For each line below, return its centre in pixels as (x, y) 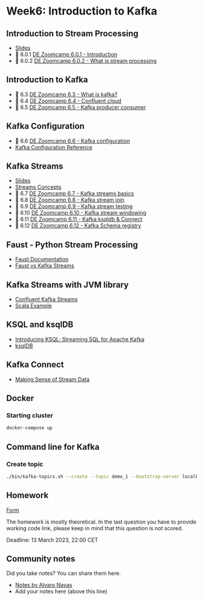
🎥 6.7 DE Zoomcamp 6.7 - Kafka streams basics (74, 193)
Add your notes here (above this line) (61, 591)
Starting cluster (30, 415)
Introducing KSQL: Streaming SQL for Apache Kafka (80, 339)
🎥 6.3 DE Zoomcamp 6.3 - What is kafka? (66, 94)
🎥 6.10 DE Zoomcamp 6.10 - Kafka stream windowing (81, 213)
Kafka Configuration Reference (53, 147)
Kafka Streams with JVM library (67, 284)
